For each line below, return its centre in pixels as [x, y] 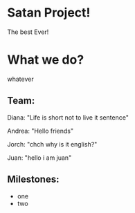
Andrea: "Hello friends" [40, 131]
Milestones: [33, 179]
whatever [20, 79]
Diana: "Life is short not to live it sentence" [68, 117]
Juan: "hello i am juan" [39, 158]
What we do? [46, 60]
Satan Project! [49, 13]
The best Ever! [28, 32]
